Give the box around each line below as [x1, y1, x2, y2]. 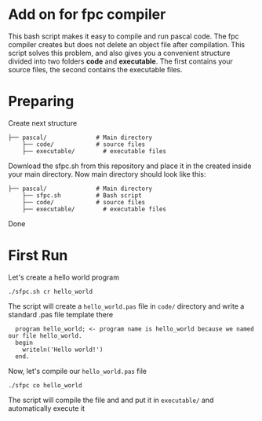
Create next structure [8, 118, 78, 127]
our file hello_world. [8, 331, 82, 339]
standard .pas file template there [8, 309, 114, 319]
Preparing [8, 93, 75, 111]
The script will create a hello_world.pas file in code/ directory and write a [8, 301, 245, 311]
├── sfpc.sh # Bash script [22, 191, 143, 200]
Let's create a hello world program [8, 273, 120, 282]
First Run [8, 247, 68, 265]
